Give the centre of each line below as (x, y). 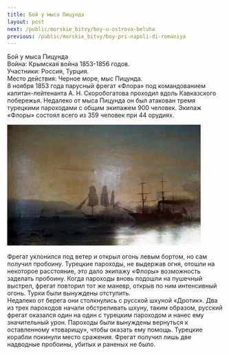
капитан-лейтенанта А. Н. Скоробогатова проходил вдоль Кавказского (112, 94)
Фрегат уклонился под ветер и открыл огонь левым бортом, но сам (107, 257)
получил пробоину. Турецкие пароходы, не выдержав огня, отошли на (111, 264)
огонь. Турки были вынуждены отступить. (69, 293)
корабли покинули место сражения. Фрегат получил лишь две (99, 337)
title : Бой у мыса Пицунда (46, 14)
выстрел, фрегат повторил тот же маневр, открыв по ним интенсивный (112, 286)
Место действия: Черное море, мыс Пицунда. (75, 78)
